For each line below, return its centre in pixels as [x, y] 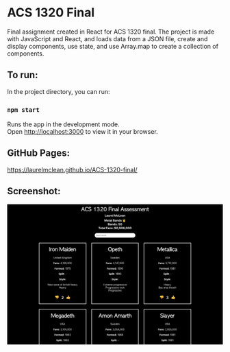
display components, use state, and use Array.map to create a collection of [113, 46]
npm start [23, 110]
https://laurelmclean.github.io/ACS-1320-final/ [73, 169]
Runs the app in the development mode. [63, 124]
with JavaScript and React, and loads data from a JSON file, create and [107, 38]
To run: [23, 75]
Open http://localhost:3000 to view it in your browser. [83, 132]
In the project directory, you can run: [59, 91]
